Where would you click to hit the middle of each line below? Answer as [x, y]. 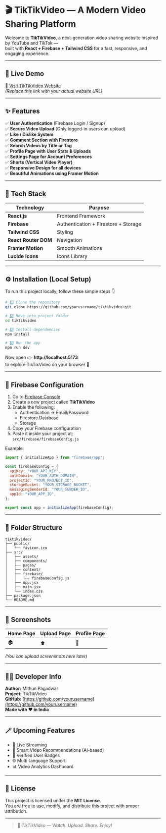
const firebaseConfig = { [32, 466]
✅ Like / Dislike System [29, 134]
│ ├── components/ [26, 561]
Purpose [99, 208]
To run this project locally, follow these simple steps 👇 [60, 291]
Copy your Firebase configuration [46, 428]
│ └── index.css [24, 591]
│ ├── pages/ [21, 565]
